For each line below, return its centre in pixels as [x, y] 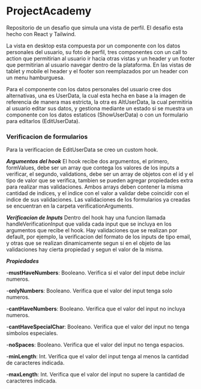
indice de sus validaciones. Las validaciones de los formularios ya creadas [98, 200]
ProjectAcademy [49, 11]
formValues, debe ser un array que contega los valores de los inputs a [93, 168]
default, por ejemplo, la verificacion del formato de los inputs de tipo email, [99, 237]
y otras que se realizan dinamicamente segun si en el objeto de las [88, 243]
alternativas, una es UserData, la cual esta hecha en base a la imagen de [96, 95]
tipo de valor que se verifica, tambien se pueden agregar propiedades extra [100, 181]
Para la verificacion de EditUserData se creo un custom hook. [82, 150]
